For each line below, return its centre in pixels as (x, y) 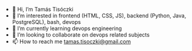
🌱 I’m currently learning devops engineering (67, 28)
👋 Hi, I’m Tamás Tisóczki (43, 9)
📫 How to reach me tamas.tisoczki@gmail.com (71, 41)
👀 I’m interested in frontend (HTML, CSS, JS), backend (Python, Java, (99, 16)
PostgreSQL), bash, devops (46, 22)
